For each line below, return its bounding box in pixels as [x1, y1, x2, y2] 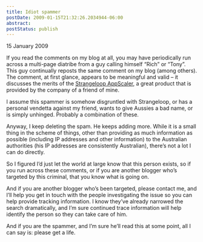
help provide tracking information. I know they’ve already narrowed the [6, 198, 184, 205]
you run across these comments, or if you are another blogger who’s [6, 167, 178, 174]
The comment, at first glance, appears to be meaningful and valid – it [6, 73, 179, 81]
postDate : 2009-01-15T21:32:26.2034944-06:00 [6, 15, 123, 21]
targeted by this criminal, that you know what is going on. [6, 173, 150, 181]
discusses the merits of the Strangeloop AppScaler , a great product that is [6, 80, 191, 87]
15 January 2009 [6, 42, 48, 50]
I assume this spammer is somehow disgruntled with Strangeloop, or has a [6, 98, 193, 106]
